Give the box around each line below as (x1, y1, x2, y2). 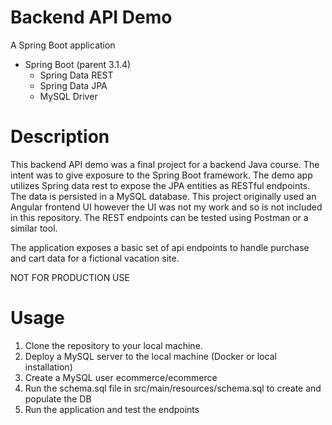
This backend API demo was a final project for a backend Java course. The (10, 158, 320, 170)
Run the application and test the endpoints (24, 403, 200, 415)
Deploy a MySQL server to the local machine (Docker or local (24, 350, 278, 362)
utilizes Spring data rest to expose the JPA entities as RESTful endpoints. (10, 179, 311, 191)
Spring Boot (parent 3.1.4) (24, 58, 132, 70)
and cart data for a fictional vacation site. (10, 252, 180, 264)
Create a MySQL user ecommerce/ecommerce (24, 371, 218, 383)
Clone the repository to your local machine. (24, 339, 203, 351)
